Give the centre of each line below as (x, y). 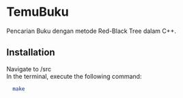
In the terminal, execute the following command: (74, 76)
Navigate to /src (29, 69)
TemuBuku (38, 12)
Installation (31, 52)
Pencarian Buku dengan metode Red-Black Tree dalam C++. (91, 31)
